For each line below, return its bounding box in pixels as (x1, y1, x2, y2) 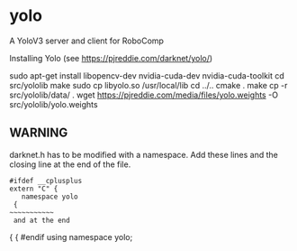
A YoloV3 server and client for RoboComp (9, 35, 165, 46)
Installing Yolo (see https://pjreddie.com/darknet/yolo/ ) (9, 52, 213, 63)
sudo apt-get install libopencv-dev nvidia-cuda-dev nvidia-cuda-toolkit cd (9, 70, 285, 81)
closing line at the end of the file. (9, 159, 131, 170)
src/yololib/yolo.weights (9, 98, 98, 109)
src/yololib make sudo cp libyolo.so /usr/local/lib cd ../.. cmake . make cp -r (9, 79, 288, 90)
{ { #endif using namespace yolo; (9, 231, 133, 242)
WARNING (9, 125, 68, 141)
